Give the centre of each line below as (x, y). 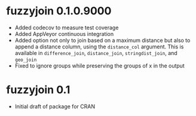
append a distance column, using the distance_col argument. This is (99, 47)
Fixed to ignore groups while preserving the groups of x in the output (100, 65)
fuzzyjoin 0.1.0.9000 (59, 11)
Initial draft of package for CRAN (55, 106)
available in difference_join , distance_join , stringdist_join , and (96, 53)
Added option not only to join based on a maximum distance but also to (102, 40)
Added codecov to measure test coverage (67, 28)
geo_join (26, 60)
